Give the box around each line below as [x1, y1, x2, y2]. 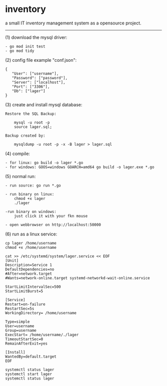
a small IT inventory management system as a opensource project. [5, 20, 142, 26]
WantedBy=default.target [5, 354, 57, 359]
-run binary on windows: [5, 209, 57, 214]
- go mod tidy [5, 48, 35, 53]
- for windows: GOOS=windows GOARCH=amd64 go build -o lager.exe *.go [5, 165, 155, 170]
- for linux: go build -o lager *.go [5, 160, 83, 165]
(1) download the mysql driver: [5, 34, 68, 40]
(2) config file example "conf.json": [5, 57, 77, 63]
